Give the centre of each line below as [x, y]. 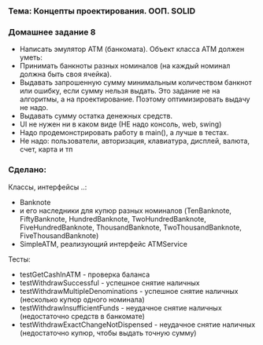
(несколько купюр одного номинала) [82, 299]
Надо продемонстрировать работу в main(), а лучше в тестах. [124, 133]
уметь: [31, 57]
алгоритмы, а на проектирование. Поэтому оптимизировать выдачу [135, 99]
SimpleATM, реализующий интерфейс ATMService [103, 244]
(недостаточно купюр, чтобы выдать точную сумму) [108, 332]
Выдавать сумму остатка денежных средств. [96, 116]
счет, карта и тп [46, 149]
